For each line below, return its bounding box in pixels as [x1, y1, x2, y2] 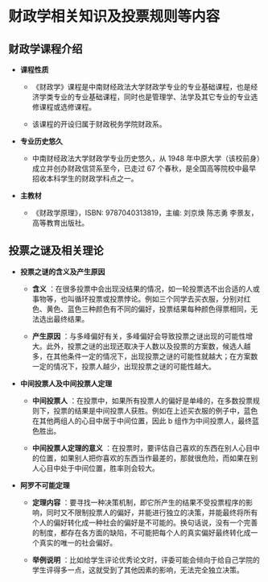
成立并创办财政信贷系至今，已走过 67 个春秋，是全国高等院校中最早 [31, 164, 257, 173]
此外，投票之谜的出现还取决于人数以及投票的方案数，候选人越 [46, 341, 251, 351]
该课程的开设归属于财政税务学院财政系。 [31, 119, 167, 129]
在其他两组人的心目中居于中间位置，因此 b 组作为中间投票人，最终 [31, 416, 253, 426]
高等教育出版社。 [31, 218, 89, 227]
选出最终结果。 [39, 314, 89, 323]
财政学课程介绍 [8, 42, 83, 56]
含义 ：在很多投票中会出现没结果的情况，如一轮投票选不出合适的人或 [31, 284, 260, 293]
